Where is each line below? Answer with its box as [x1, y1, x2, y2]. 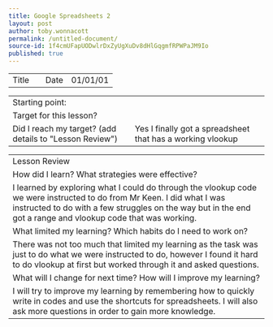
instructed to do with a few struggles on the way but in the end [12, 202, 251, 213]
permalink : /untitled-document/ [8, 34, 118, 43]
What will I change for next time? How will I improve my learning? [12, 273, 260, 283]
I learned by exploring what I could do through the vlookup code [12, 182, 258, 193]
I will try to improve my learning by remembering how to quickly [12, 286, 255, 296]
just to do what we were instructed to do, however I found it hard [12, 249, 258, 260]
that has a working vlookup [134, 133, 238, 144]
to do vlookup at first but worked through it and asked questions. [12, 259, 259, 270]
